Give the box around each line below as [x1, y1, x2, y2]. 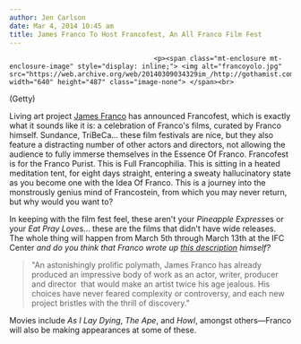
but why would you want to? [9, 196, 114, 207]
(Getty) [9, 93, 36, 104]
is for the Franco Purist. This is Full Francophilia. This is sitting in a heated [9, 159, 280, 169]
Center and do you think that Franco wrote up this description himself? [9, 243, 271, 254]
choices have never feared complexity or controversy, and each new [30, 288, 285, 299]
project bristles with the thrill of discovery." [30, 297, 190, 309]
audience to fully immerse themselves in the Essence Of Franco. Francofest [9, 149, 289, 159]
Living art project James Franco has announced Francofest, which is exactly [9, 111, 291, 122]
